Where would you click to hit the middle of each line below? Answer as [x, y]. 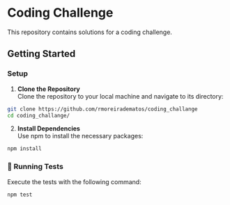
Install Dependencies [48, 129]
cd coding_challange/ [39, 115]
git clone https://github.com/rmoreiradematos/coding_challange [102, 109]
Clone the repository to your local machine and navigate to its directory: [120, 96]
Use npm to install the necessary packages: [80, 136]
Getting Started [41, 54]
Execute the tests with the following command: [74, 181]
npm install [24, 149]
